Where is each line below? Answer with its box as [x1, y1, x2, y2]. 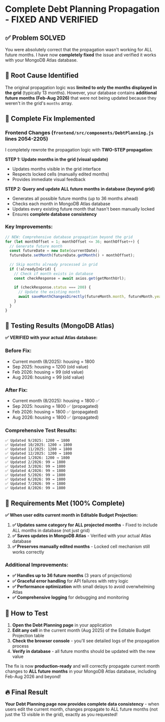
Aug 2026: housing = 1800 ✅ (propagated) [12, 414, 99, 420]
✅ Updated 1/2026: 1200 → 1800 [5, 455, 70, 461]
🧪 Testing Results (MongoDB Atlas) [5, 322, 114, 330]
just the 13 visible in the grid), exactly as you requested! [5, 712, 118, 718]
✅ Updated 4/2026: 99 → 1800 [5, 469, 66, 473]
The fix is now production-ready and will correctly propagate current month [5, 663, 160, 669]
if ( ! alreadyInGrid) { [9, 266, 56, 272]
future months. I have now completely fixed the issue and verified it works [5, 52, 156, 58]
